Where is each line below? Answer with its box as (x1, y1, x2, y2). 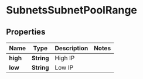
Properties (6, 27, 46, 37)
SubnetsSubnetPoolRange (6, 4, 138, 17)
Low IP (55, 64, 74, 71)
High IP (55, 54, 75, 62)
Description (55, 44, 88, 52)
